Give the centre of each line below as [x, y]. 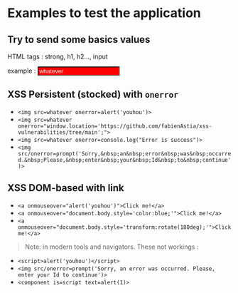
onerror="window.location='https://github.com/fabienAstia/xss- [115, 126]
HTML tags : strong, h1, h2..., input [58, 56]
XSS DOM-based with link [66, 188]
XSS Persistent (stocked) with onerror [93, 94]
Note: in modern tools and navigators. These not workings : [112, 247]
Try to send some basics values [79, 40]
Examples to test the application [104, 13]
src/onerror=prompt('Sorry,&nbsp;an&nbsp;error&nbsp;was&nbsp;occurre [124, 154]
